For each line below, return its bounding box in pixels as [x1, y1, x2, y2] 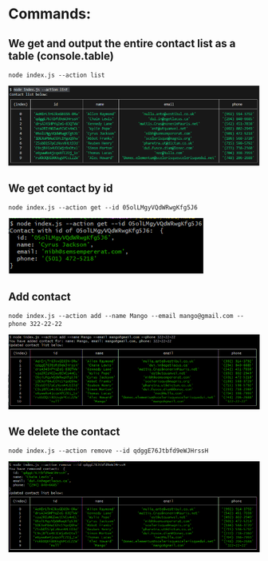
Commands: [8, 5, 92, 23]
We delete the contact [8, 424, 120, 438]
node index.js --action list [8, 71, 105, 79]
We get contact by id [8, 181, 113, 195]
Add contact [8, 289, 71, 304]
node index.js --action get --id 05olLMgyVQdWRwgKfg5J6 [8, 204, 198, 212]
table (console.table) [8, 49, 114, 62]
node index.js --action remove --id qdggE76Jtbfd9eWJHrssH [8, 447, 209, 456]
